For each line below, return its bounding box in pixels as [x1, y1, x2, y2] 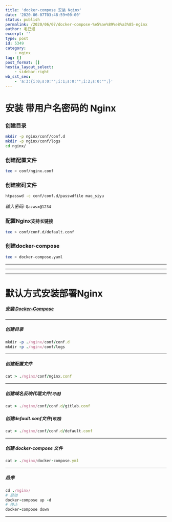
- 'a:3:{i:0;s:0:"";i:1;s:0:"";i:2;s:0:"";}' [14, 79, 114, 84]
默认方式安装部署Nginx [5, 288, 103, 299]
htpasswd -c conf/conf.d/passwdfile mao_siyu [5, 193, 104, 199]
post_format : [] [5, 60, 40, 65]
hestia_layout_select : [5, 64, 54, 70]
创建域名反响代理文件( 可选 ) [5, 390, 61, 397]
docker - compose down [5, 507, 50, 512]
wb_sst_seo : [5, 74, 31, 79]
